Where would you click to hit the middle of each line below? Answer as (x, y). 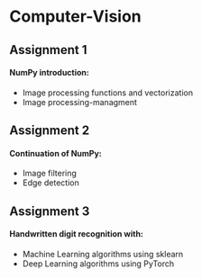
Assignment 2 (50, 131)
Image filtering (49, 174)
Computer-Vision (75, 17)
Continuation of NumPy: (55, 153)
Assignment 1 (48, 50)
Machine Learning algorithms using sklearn (103, 254)
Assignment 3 (50, 211)
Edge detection (50, 183)
